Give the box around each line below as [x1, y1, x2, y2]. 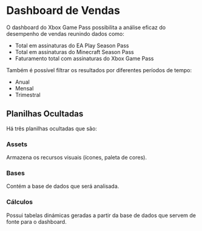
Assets [6, 140, 28, 149]
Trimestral [15, 91, 41, 98]
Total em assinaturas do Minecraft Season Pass [15, 48, 135, 55]
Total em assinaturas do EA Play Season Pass [15, 42, 129, 49]
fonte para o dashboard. [6, 218, 67, 225]
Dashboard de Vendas [6, 4, 120, 18]
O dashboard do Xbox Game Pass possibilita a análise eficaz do [6, 24, 166, 31]
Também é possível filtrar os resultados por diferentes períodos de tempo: [6, 66, 192, 73]
